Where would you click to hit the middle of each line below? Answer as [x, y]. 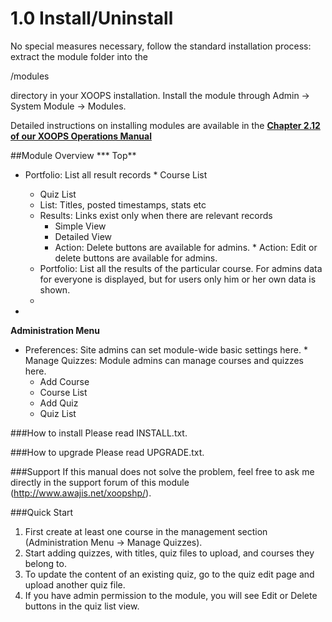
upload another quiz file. [75, 584]
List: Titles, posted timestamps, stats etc [123, 204]
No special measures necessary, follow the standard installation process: [161, 46]
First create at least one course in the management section [146, 531]
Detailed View [83, 236]
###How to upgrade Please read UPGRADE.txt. [107, 452]
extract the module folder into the [79, 56]
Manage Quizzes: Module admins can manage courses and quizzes [164, 360]
